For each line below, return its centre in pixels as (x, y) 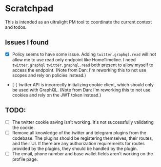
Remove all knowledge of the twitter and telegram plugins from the (79, 132)
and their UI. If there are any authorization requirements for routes (78, 143)
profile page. (25, 159)
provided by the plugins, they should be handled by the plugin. (75, 148)
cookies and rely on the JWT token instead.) (57, 95)
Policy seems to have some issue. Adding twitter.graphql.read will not (84, 54)
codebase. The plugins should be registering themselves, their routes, (82, 138)
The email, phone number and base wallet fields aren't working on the (82, 153)
